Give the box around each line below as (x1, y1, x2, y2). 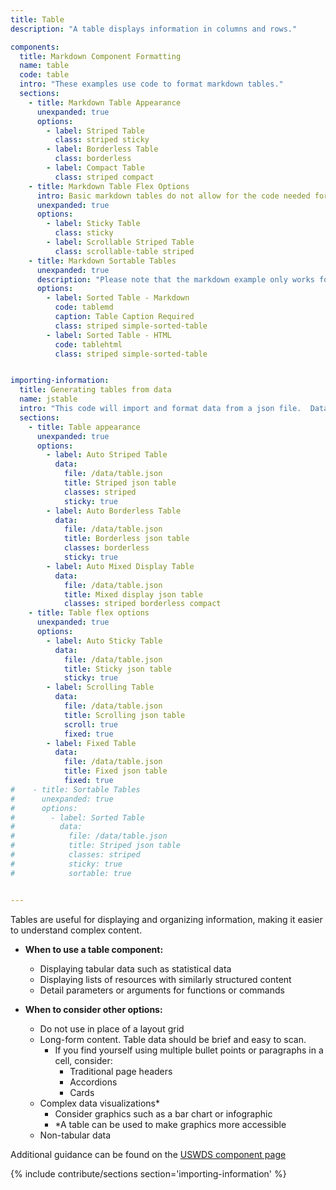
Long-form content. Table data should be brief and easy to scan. (39, 1033, 307, 1045)
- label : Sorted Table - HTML (46, 330, 172, 340)
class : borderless (54, 154, 132, 164)
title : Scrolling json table (63, 710, 186, 720)
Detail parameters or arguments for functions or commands (39, 984, 285, 996)
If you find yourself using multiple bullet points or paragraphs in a (54, 1044, 324, 1056)
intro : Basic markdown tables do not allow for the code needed (36, 191, 311, 201)
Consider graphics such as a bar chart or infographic (54, 1107, 273, 1120)
